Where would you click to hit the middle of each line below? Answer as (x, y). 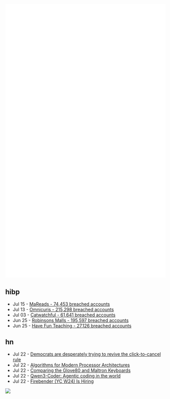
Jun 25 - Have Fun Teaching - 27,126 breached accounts (72, 326)
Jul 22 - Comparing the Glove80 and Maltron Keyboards (72, 370)
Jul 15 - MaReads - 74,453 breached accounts (61, 304)
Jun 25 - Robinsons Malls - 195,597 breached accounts (70, 320)
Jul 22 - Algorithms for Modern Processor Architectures (71, 365)
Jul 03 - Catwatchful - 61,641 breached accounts (64, 315)
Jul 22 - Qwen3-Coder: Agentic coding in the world (67, 376)
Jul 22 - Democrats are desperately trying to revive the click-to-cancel (87, 354)
